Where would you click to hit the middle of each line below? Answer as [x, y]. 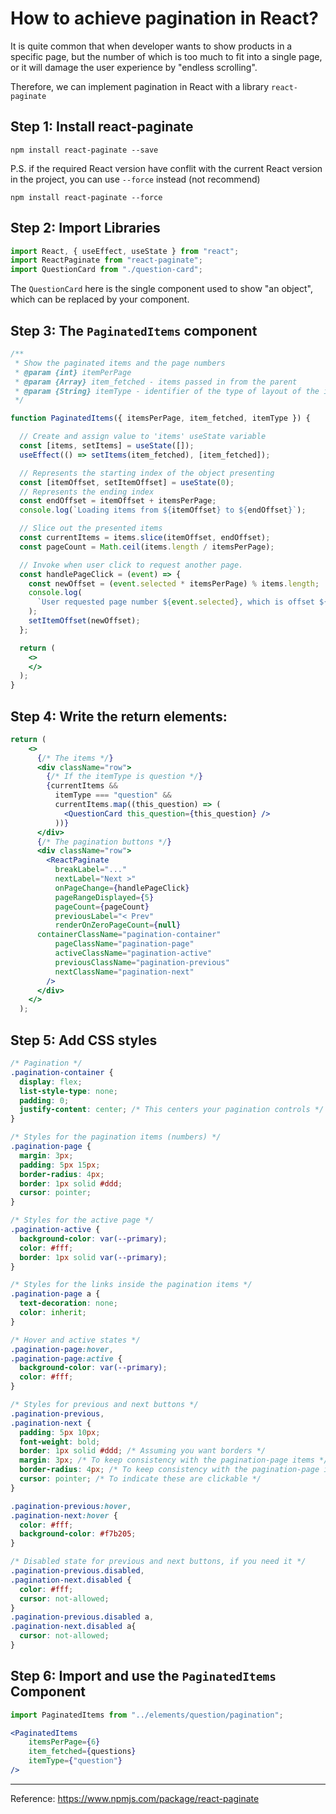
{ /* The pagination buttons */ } [104, 842]
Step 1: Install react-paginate [102, 127]
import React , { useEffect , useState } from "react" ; [125, 251]
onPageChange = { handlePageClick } [122, 888]
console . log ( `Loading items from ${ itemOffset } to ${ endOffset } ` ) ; [163, 510]
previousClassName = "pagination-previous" [142, 962]
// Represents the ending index [87, 492]
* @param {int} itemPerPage [73, 372]
